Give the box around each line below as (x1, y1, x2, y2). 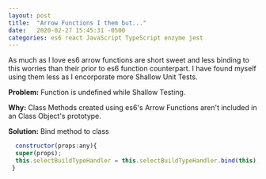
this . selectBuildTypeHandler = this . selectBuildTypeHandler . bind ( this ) (15, 157, 257, 165)
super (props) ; (15, 150, 62, 158)
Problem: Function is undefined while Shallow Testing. (8, 88, 186, 97)
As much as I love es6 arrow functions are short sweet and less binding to (8, 55, 249, 65)
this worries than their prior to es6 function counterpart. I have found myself (8, 64, 256, 74)
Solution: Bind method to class (8, 127, 109, 136)
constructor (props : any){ (15, 142, 97, 150)
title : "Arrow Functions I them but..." (8, 19, 147, 27)
